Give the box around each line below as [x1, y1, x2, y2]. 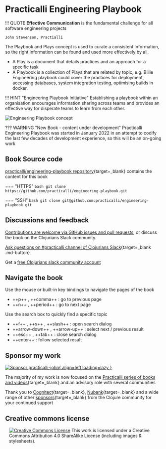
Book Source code [5, 155, 63, 163]
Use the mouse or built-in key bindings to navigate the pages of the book [5, 287, 155, 293]
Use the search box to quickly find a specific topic [5, 311, 108, 317]
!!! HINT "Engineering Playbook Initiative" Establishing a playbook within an [5, 95, 158, 101]
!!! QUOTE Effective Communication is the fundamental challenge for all [5, 20, 153, 26]
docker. [12, 85, 28, 91]
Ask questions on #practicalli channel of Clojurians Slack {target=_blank [5, 244, 151, 250]
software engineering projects [5, 25, 67, 31]
